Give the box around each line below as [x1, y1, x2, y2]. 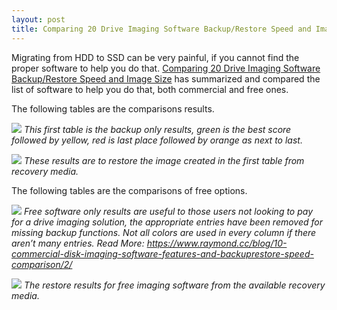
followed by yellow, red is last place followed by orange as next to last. [11, 134, 303, 146]
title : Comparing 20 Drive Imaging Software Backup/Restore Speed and [11, 24, 312, 34]
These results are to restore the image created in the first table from [23, 154, 305, 166]
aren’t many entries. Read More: [11, 237, 145, 249]
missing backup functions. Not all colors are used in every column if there [11, 226, 317, 238]
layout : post [11, 14, 66, 25]
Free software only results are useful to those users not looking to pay [23, 205, 314, 217]
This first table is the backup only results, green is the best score [23, 123, 292, 135]
